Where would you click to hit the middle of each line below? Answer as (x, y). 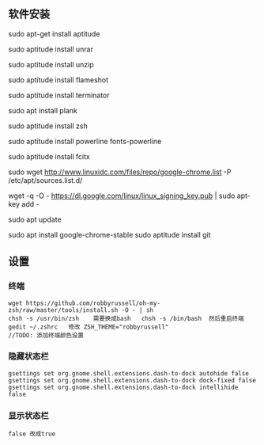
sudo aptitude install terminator (59, 95)
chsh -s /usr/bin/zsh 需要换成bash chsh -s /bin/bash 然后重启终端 (126, 318)
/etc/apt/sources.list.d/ (45, 180)
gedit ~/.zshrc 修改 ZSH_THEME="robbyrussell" (89, 327)
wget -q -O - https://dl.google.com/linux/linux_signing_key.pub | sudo (122, 196)
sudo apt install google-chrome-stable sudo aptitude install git (109, 234)
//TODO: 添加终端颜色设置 (46, 335)
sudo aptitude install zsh (48, 126)
